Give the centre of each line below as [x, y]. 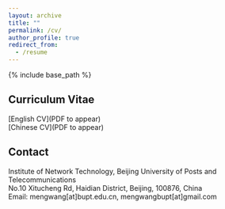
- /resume [31, 52]
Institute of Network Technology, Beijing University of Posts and [113, 171]
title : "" [25, 23]
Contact [29, 152]
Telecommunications [42, 180]
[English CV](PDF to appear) [55, 119]
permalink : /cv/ [35, 30]
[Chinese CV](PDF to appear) [56, 127]
